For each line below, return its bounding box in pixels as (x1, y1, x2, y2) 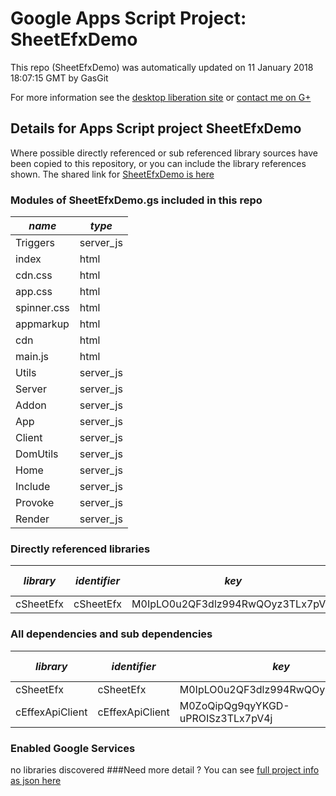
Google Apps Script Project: (10, 7, 247, 30)
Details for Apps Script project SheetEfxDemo (10, 120, 302, 137)
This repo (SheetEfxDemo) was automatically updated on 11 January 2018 (10, 61, 314, 73)
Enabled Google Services (10, 741, 136, 755)
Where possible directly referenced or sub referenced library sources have (10, 147, 318, 159)
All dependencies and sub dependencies (10, 627, 213, 641)
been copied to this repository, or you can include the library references (10, 157, 307, 169)
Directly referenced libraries (10, 542, 151, 556)
